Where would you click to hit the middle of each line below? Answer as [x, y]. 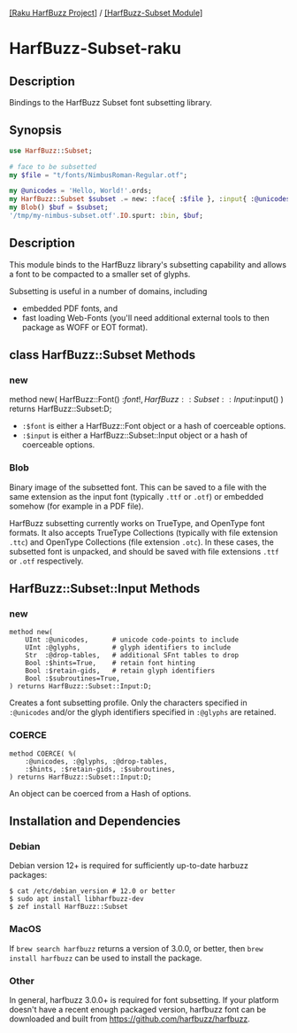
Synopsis [35, 131]
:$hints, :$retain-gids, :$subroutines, [100, 769]
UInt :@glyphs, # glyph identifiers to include [128, 648]
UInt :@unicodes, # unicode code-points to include [132, 640]
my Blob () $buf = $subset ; [59, 207]
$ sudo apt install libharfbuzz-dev [76, 899]
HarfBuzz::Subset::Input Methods [105, 589]
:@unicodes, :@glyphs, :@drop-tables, [96, 761]
